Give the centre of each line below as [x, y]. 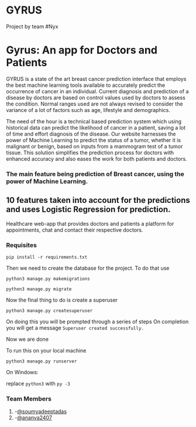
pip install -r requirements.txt [47, 257]
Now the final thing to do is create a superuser [62, 300]
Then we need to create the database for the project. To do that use [88, 268]
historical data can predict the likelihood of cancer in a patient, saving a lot [96, 127]
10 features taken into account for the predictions [98, 200]
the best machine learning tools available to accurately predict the [86, 85]
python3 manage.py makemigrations [48, 279]
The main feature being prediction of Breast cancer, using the [95, 174]
